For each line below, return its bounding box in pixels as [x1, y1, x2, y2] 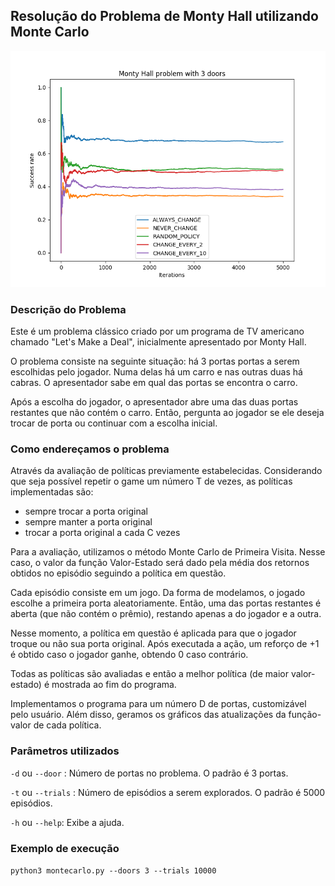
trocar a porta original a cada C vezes [24, 527, 181, 539]
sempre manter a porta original [24, 516, 153, 528]
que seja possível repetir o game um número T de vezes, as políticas [10, 475, 293, 488]
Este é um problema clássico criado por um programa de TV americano [10, 325, 305, 338]
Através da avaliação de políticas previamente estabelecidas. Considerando [10, 465, 323, 477]
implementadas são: [10, 486, 94, 498]
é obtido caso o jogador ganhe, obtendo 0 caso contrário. [10, 649, 249, 661]
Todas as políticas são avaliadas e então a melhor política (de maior [10, 668, 289, 680]
